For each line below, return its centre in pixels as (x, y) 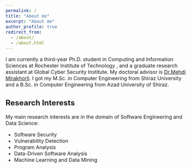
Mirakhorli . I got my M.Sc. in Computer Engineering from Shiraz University (94, 78)
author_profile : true (32, 27)
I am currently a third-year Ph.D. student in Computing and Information (89, 59)
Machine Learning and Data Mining (56, 160)
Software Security (35, 135)
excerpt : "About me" (30, 21)
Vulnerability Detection (41, 141)
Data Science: (22, 123)
